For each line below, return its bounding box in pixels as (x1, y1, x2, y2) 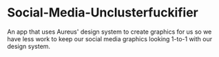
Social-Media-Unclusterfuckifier (7, 5, 198, 21)
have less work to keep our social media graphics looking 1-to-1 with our (7, 34, 212, 43)
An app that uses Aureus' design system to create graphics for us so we (7, 27, 212, 36)
